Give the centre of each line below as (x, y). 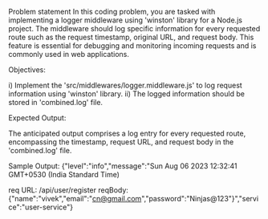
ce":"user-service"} (41, 207)
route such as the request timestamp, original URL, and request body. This (131, 37)
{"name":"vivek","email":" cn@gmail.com (75, 199)
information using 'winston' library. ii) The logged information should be (126, 94)
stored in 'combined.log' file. (55, 102)
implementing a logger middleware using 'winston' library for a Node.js (126, 20)
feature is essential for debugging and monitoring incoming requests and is (132, 46)
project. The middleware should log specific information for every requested (134, 28)
